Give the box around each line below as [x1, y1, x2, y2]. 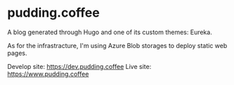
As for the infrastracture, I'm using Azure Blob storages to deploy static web [7, 41, 228, 49]
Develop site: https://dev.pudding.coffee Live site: [7, 62, 152, 70]
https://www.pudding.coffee [7, 70, 89, 78]
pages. [7, 49, 27, 57]
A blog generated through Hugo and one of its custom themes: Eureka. [7, 28, 212, 36]
